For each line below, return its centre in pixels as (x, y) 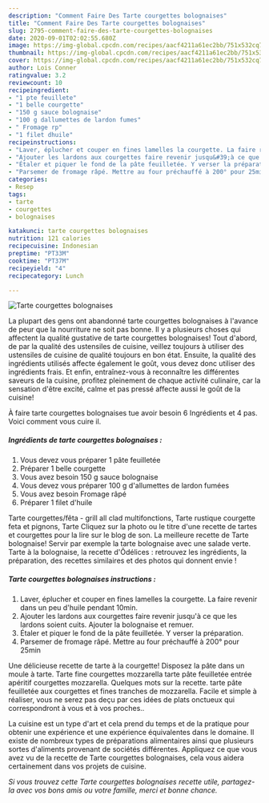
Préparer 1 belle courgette (62, 468)
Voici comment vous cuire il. (55, 422)
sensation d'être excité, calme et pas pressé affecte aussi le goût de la (124, 389)
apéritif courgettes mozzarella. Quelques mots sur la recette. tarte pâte (125, 683)
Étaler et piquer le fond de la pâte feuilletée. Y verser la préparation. (132, 633)
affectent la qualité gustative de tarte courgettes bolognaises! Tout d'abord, (133, 338)
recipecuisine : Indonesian (53, 246)
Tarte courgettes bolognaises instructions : (82, 579)
